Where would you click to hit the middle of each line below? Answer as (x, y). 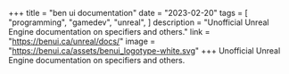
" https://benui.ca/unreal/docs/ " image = (82, 41)
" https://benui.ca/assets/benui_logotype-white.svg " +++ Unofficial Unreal (144, 51)
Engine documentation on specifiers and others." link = (109, 32)
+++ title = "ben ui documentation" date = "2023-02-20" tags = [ (128, 13)
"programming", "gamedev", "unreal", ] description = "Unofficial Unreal (139, 22)
